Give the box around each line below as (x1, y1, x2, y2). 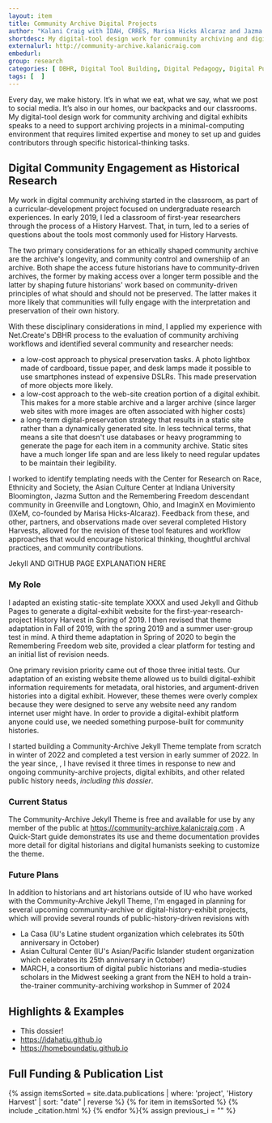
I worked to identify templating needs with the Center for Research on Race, (8, 474, 261, 484)
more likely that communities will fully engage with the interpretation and (8, 297, 251, 307)
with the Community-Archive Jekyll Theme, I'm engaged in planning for (8, 896, 247, 906)
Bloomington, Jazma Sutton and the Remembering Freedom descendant (8, 491, 249, 501)
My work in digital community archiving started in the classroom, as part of (8, 196, 259, 205)
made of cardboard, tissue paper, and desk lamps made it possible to (19, 363, 252, 374)
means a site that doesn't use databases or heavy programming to (19, 432, 242, 443)
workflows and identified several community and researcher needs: (8, 339, 234, 349)
